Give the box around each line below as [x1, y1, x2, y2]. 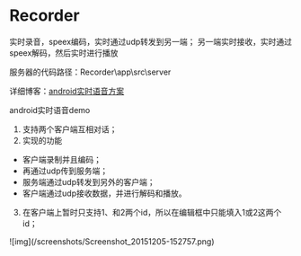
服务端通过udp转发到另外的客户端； [22, 176, 155, 187]
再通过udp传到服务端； [22, 165, 109, 176]
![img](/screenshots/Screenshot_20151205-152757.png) [9, 235, 215, 247]
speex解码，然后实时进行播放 [9, 47, 119, 58]
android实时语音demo [9, 104, 91, 115]
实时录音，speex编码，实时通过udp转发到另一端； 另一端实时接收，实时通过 [9, 36, 292, 47]
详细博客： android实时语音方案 [9, 85, 125, 96]
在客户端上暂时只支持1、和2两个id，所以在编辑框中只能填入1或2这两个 [22, 207, 282, 217]
